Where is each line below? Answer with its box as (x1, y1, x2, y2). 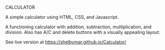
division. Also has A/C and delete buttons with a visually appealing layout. (5, 29, 160, 35)
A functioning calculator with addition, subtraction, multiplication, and (5, 24, 152, 30)
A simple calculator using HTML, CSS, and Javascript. (5, 14, 119, 20)
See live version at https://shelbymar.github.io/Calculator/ (5, 39, 127, 45)
